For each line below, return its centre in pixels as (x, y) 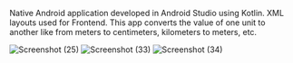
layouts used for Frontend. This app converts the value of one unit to (137, 22)
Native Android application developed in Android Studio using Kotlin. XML (146, 13)
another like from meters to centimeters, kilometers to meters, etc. (133, 32)
